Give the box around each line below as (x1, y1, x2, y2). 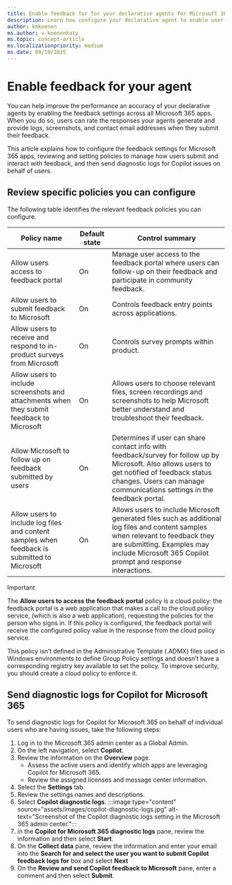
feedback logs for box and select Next (17, 857, 128, 865)
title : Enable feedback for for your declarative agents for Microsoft (7, 10, 217, 17)
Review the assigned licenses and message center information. (27, 776, 208, 784)
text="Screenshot (17, 812, 68, 821)
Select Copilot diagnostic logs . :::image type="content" (17, 798, 177, 806)
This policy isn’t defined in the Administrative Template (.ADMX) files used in (7, 647, 225, 655)
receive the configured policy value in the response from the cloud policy (7, 626, 215, 634)
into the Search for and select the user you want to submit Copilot (17, 850, 209, 858)
